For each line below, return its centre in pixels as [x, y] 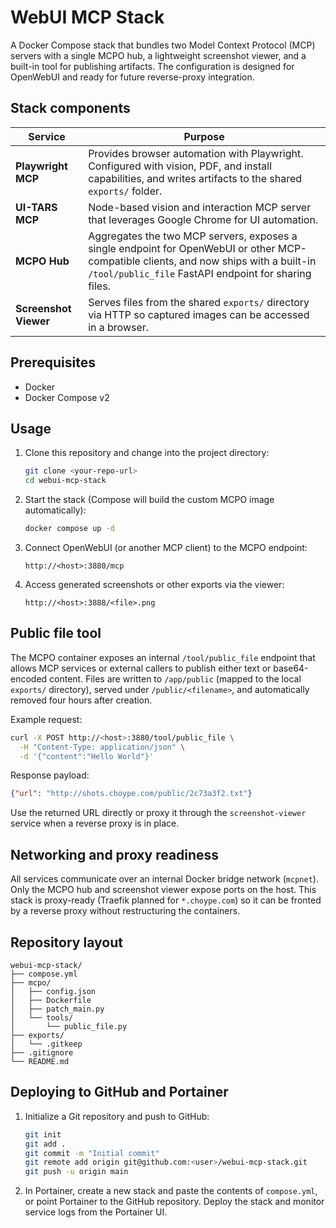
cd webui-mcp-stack [65, 481]
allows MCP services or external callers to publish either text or [141, 668]
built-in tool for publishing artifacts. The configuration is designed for [152, 66]
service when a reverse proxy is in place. [95, 823]
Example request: [46, 719]
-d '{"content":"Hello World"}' [87, 756]
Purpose [204, 136]
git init [43, 1134]
